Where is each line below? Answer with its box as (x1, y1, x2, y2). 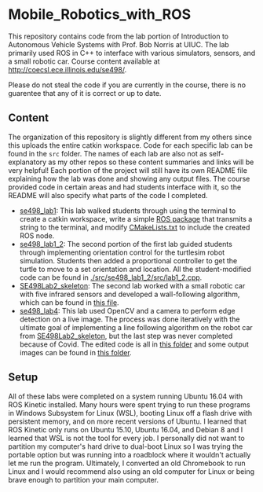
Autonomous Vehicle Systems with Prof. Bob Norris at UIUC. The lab (8, 39, 229, 49)
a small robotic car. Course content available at (8, 57, 160, 66)
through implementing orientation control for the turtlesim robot (19, 248, 225, 257)
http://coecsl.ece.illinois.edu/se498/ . (8, 64, 127, 74)
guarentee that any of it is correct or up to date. (8, 88, 162, 97)
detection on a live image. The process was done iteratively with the (19, 314, 240, 324)
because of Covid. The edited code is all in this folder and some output (19, 340, 250, 349)
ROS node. (19, 230, 55, 240)
